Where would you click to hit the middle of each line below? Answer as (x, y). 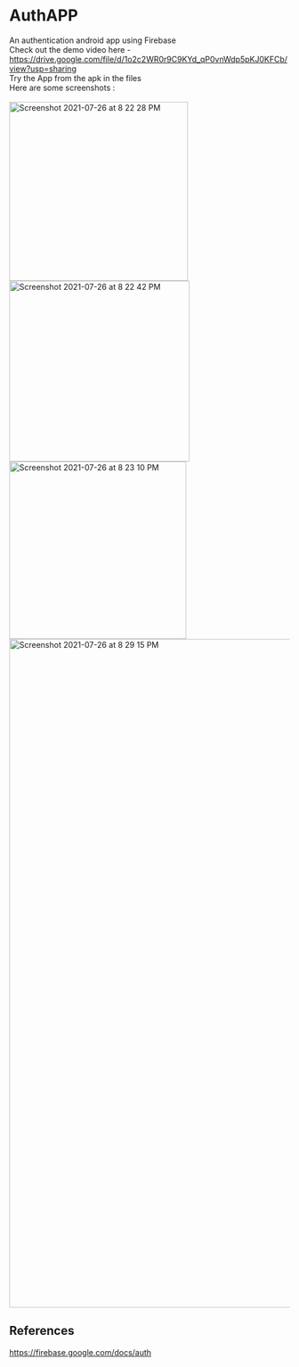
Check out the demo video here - (70, 49)
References (42, 1331)
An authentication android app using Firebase (93, 40)
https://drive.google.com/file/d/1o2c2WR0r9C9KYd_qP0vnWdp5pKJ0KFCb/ (148, 59)
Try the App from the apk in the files (76, 78)
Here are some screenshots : (62, 87)
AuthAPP (44, 16)
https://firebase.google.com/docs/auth (81, 1352)
